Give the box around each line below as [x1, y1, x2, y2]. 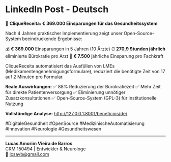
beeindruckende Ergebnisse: [22, 36, 82, 42]
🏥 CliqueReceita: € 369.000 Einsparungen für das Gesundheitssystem [5, 20, 158, 26]
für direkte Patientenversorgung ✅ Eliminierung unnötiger [5, 89, 126, 95]
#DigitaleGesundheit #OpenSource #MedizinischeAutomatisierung [5, 120, 145, 126]
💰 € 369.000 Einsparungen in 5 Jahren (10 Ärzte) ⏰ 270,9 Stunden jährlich [5, 46, 166, 52]
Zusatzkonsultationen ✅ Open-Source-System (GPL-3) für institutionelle [5, 95, 157, 101]
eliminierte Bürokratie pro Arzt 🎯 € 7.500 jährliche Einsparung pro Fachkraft [5, 53, 164, 59]
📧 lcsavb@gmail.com [5, 151, 49, 157]
